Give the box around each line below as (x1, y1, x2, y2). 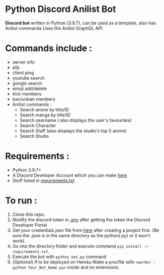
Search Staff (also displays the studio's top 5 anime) (19, 128, 127, 134)
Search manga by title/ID (19, 112, 71, 118)
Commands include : (5, 43, 92, 54)
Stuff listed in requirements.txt (12, 178, 75, 183)
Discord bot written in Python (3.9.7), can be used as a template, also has (5, 20, 156, 26)
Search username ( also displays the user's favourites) (19, 117, 132, 123)
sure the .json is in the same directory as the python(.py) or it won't (12, 232, 150, 238)
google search (12, 80, 42, 86)
